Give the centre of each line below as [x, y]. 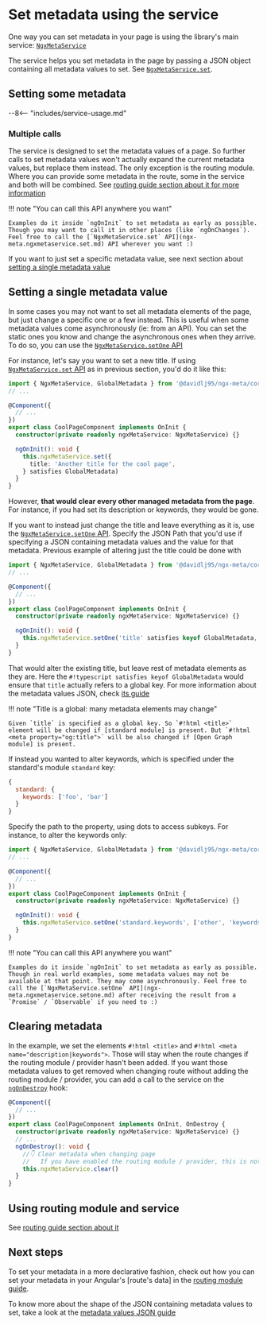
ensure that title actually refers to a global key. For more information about [132, 684]
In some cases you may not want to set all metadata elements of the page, [130, 311]
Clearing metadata [55, 1027]
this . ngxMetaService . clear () [71, 1169]
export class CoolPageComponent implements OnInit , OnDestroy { [117, 1125]
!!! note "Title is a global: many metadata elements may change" [113, 708]
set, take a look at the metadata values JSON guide [92, 1312]
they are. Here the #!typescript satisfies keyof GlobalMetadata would [126, 676]
